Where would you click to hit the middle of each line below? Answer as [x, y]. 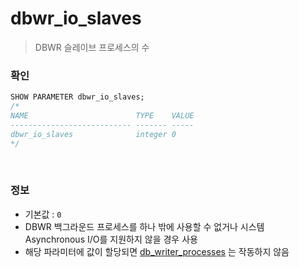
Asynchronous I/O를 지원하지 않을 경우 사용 [111, 239]
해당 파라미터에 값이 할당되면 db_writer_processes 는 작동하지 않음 [157, 251]
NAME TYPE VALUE [102, 115]
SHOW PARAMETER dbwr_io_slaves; [77, 97]
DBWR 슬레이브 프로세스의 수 [92, 47]
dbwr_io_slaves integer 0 [93, 134]
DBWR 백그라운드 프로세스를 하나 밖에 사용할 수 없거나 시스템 [144, 226]
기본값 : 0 [43, 214]
